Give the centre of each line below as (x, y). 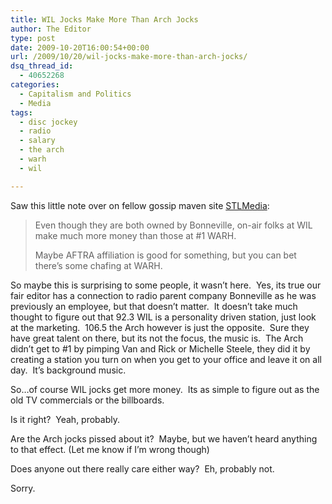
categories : (35, 85)
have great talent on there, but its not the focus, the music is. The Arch (157, 338)
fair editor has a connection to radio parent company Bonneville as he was (163, 295)
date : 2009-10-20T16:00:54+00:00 (80, 47)
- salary (37, 141)
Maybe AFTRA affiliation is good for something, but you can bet (165, 255)
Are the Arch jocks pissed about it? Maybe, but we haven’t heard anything (164, 438)
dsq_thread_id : (42, 66)
